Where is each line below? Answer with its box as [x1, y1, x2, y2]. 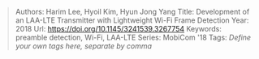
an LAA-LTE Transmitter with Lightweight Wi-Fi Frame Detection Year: [15, 15, 249, 25]
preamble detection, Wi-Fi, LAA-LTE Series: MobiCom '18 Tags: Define [15, 32, 252, 42]
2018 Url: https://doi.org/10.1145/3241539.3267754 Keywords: [15, 24, 222, 33]
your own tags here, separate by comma [15, 41, 152, 51]
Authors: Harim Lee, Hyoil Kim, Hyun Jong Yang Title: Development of [15, 7, 250, 16]
